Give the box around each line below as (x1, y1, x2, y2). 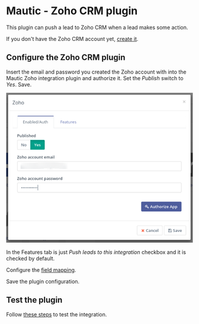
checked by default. (6, 255, 55, 262)
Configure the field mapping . (6, 266, 76, 274)
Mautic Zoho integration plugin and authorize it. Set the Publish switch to (6, 74, 184, 81)
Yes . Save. (6, 81, 32, 88)
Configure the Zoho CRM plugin (6, 52, 126, 63)
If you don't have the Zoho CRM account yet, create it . (6, 35, 139, 42)
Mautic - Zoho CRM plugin (6, 4, 138, 18)
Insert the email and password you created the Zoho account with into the (6, 68, 187, 75)
